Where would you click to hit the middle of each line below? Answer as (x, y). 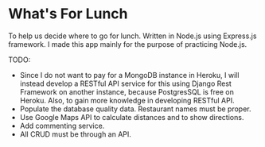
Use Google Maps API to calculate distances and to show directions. (132, 117)
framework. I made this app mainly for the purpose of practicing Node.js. (128, 44)
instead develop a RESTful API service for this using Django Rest (126, 83)
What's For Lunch (68, 14)
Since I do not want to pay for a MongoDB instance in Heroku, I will (129, 75)
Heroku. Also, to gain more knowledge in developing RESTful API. (127, 100)
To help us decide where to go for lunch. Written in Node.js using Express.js (132, 36)
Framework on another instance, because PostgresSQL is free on (127, 91)
